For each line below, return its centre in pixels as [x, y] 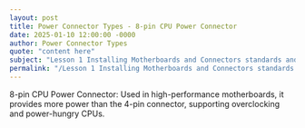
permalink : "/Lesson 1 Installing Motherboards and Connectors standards [152, 69]
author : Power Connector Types [69, 43]
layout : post [34, 18]
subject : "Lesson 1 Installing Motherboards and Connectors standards [146, 60]
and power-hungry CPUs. [57, 113]
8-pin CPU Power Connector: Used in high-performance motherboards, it [147, 94]
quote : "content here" [52, 52]
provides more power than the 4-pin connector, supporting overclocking [145, 103]
